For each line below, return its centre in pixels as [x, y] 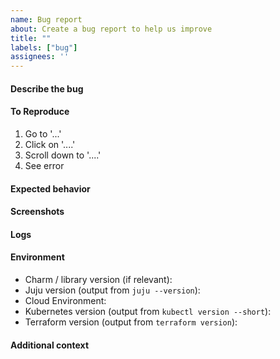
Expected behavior [50, 188]
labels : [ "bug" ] [44, 47]
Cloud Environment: [65, 300]
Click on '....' [50, 144]
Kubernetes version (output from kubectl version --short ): [148, 311]
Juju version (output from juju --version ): [112, 290]
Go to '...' [43, 133]
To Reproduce [40, 112]
